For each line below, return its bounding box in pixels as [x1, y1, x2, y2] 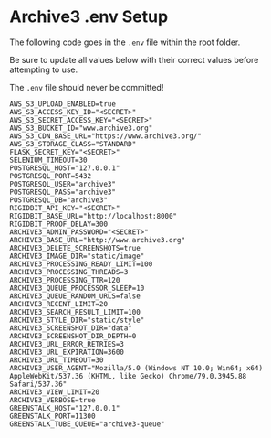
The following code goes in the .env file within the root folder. [9, 37, 241, 48]
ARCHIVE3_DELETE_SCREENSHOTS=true [9, 243, 141, 252]
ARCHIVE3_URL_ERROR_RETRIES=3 [9, 339, 125, 348]
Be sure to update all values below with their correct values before [9, 54, 259, 65]
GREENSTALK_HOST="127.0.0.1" [9, 403, 120, 412]
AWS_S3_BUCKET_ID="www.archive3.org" [9, 123, 153, 133]
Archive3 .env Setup [9, 6, 169, 27]
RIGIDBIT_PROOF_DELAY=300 [9, 219, 108, 229]
